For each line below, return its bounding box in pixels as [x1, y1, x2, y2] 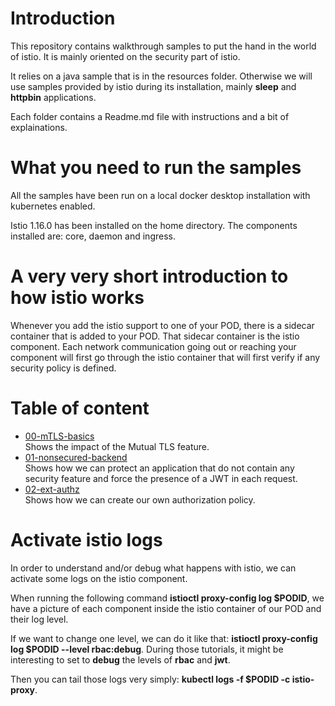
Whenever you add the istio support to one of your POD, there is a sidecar [10, 319, 315, 331]
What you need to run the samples [10, 157, 302, 179]
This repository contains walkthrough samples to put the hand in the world [10, 40, 317, 52]
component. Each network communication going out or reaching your [10, 340, 297, 352]
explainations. [10, 121, 68, 133]
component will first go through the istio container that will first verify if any [10, 351, 321, 363]
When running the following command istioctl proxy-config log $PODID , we [10, 592, 325, 604]
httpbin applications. [10, 91, 97, 103]
